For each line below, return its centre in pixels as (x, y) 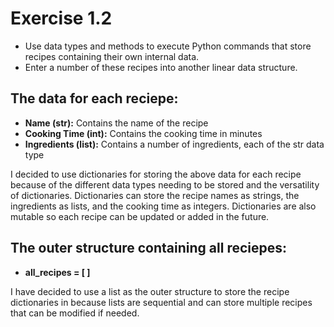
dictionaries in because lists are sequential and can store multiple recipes (161, 302)
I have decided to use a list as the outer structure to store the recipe (150, 291)
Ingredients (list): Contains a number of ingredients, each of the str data (174, 144)
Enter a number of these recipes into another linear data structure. (161, 67)
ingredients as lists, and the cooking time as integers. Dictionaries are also (163, 206)
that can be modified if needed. (75, 313)
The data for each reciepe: (94, 98)
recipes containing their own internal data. (112, 56)
